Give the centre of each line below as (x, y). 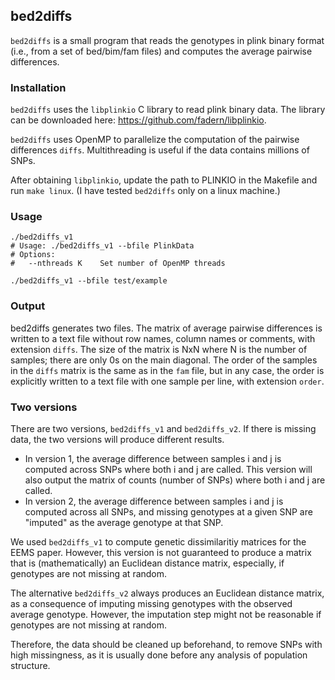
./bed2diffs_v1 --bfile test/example (89, 281)
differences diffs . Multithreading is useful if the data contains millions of (160, 150)
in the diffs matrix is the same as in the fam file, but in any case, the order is (167, 370)
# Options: (33, 255)
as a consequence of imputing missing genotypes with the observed (151, 603)
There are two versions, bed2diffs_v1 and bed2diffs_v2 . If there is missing (163, 428)
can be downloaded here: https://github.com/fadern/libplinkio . (138, 120)
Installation (38, 87)
